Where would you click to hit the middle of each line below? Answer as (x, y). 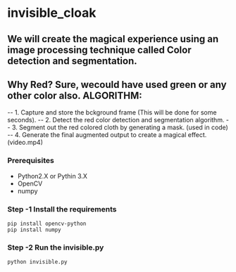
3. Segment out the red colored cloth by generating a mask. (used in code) (120, 127)
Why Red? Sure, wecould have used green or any (117, 85)
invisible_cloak (52, 13)
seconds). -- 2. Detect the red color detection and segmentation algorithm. (116, 120)
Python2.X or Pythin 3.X (52, 176)
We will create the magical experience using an (113, 39)
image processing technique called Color (99, 50)
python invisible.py (38, 262)
